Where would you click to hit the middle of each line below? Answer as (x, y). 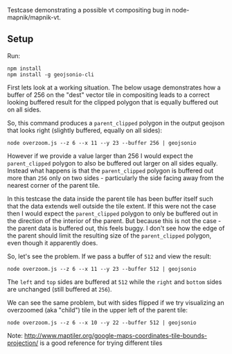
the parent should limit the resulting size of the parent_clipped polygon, (109, 236)
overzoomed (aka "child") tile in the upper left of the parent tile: (98, 310)
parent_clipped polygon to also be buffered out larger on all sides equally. (113, 163)
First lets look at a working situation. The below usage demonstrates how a (114, 87)
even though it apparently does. (53, 242)
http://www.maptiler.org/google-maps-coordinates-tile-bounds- (116, 335)
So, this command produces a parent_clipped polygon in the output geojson (116, 123)
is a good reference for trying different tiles (101, 343)
